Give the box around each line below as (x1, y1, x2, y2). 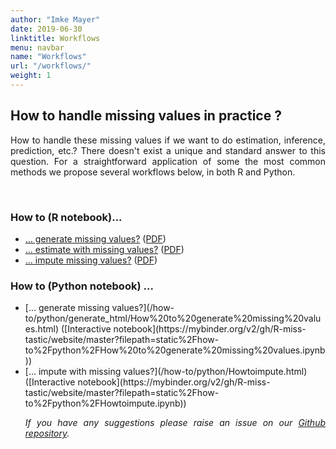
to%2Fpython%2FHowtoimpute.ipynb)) (24, 397, 187, 410)
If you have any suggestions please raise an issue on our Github (24, 417, 326, 429)
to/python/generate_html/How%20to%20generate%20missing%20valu (24, 312, 322, 325)
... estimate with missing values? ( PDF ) (24, 243, 185, 255)
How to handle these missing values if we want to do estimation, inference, (10, 134, 326, 146)
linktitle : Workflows (10, 33, 101, 43)
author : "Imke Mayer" (10, 14, 101, 25)
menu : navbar (10, 42, 65, 53)
